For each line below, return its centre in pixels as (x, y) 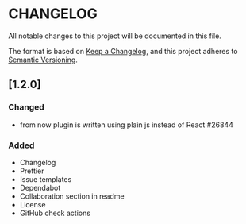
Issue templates (46, 179)
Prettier (32, 171)
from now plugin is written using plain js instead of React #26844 (127, 125)
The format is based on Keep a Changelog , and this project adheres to (123, 51)
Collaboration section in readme (72, 196)
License (33, 204)
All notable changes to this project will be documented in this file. (115, 36)
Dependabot (40, 187)
